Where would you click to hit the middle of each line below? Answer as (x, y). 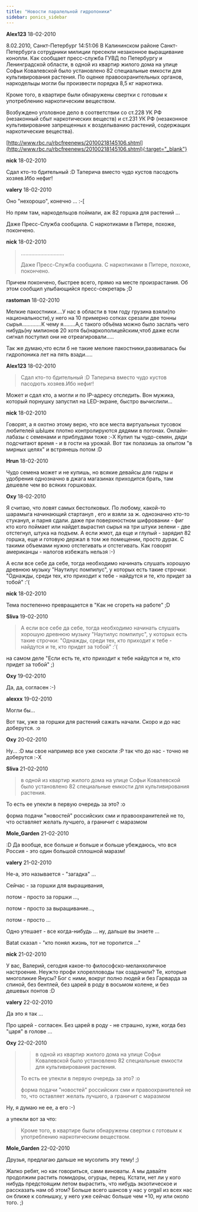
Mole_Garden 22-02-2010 (38, 1148)
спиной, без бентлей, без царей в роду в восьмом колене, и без (87, 984)
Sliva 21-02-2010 (27, 769)
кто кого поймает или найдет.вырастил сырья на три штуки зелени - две (98, 526)
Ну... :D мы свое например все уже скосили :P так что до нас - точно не (98, 751)
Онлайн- (177, 430)
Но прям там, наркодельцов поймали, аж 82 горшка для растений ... (93, 212)
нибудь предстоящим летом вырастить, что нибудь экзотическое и (92, 1184)
